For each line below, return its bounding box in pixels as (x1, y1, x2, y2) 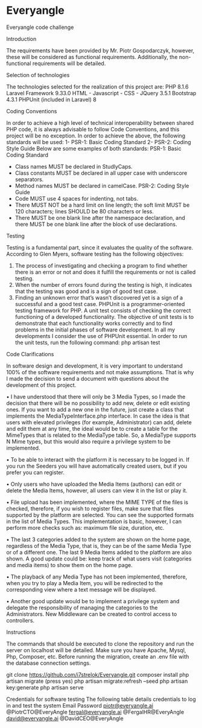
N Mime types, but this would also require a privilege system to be (6, 438, 171, 445)
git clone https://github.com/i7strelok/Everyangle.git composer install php (6, 671, 189, 678)
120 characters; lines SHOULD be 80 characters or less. (14, 207, 154, 215)
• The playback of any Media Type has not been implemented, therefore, (6, 573, 188, 580)
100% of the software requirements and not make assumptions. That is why (6, 368, 194, 375)
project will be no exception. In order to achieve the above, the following (6, 132, 186, 139)
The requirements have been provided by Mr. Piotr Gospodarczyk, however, (6, 46, 195, 54)
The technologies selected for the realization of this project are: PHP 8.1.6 (6, 83, 189, 90)
